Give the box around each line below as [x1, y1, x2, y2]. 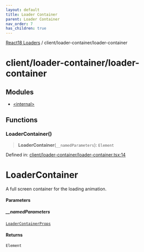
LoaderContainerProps [6, 221, 51, 226]
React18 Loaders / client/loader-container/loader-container [6, 40, 127, 46]
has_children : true [6, 26, 47, 31]
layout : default [6, 7, 40, 13]
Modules [6, 88, 34, 96]
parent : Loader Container [6, 17, 60, 22]
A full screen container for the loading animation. [6, 186, 107, 192]
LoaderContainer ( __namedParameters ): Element [18, 142, 114, 148]
